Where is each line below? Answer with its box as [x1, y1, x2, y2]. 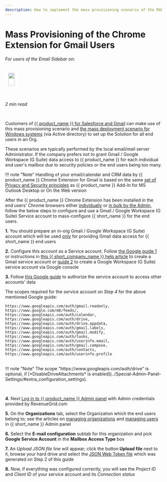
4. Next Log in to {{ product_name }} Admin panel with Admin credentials [5, 395, 155, 401]
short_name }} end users [5, 238, 56, 244]
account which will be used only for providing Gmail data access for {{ [5, 233, 149, 239]
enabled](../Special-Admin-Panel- [91, 371, 162, 377]
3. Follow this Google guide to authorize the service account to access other [5, 274, 162, 280]
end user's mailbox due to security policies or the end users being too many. [5, 161, 162, 167]
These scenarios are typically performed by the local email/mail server [5, 146, 150, 152]
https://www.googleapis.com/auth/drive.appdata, [5, 321, 108, 326]
